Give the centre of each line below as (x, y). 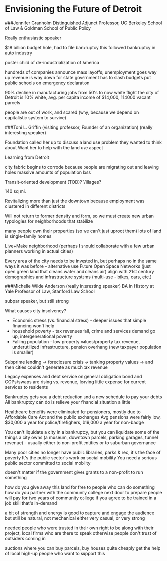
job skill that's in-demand (31, 503)
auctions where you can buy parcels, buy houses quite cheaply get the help (83, 548)
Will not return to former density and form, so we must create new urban (80, 216)
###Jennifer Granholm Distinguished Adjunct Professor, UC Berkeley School (83, 23)
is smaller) (23, 352)
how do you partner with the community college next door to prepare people (83, 492)
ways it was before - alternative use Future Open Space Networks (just (78, 266)
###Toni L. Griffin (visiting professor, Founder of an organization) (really (79, 127)
